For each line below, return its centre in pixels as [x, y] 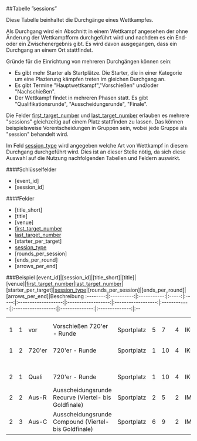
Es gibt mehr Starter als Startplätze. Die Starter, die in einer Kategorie [98, 73]
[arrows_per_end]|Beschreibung [45, 296]
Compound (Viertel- [81, 422]
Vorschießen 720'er [80, 326]
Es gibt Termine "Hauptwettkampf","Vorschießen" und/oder [86, 85]
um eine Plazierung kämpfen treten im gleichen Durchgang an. [90, 79]
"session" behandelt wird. [37, 134]
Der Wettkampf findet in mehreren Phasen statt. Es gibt [81, 98]
